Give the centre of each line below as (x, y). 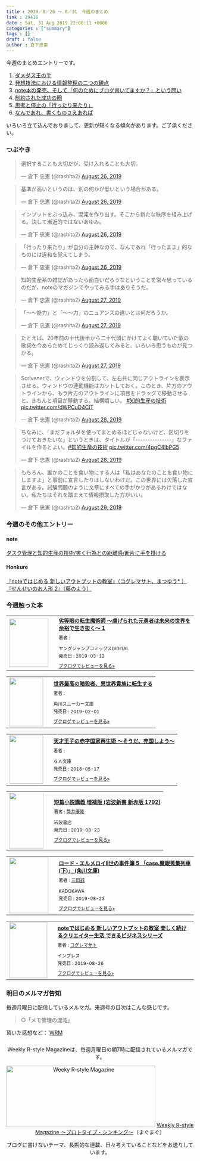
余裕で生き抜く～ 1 (82, 628)
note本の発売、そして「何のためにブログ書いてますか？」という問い (98, 90)
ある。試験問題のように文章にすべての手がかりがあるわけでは (107, 488)
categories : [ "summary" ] (38, 28)
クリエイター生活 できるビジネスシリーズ (112, 935)
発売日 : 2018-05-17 (76, 769)
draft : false (24, 39)
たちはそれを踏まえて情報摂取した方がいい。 (91, 495)
